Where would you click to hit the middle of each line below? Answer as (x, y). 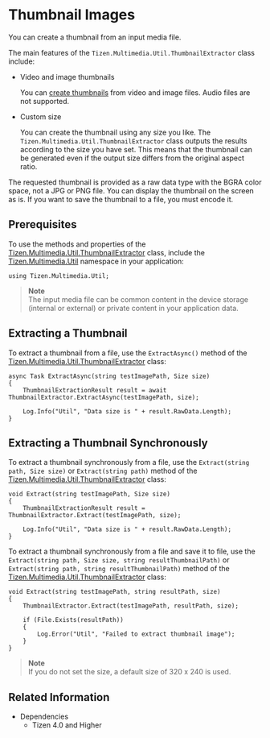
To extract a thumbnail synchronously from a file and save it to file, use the (132, 551)
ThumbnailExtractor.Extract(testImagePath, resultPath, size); (131, 606)
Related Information (59, 697)
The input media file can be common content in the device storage (138, 299)
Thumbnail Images (72, 15)
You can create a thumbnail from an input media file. (95, 37)
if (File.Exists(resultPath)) (74, 620)
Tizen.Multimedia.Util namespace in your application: (96, 261)
